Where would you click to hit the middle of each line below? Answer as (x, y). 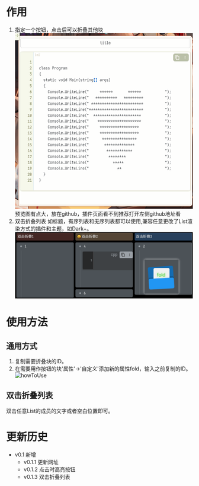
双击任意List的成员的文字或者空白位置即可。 (60, 411)
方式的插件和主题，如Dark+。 (56, 228)
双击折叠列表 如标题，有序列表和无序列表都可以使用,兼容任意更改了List (101, 221)
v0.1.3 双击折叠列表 (47, 477)
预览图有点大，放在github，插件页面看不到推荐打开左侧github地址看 (98, 213)
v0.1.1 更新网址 (41, 462)
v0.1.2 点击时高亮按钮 (49, 469)
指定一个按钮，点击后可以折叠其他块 (59, 30)
